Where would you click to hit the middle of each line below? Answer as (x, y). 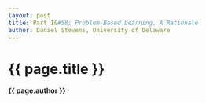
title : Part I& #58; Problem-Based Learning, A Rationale (103, 23)
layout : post (29, 15)
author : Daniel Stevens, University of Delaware (89, 30)
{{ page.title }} (57, 69)
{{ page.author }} (37, 90)
